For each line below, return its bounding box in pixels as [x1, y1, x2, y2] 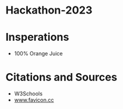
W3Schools [14, 90, 43, 97]
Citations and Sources [5, 71, 118, 84]
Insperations [5, 31, 70, 44]
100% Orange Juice [14, 50, 63, 57]
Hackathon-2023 [5, 4, 93, 17]
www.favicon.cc [14, 97, 54, 104]
